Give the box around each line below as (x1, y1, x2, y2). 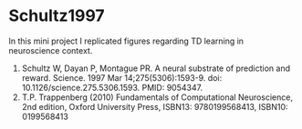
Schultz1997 (8, 5, 106, 26)
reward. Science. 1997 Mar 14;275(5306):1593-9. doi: (21, 72, 223, 83)
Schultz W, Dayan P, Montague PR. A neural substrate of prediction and (21, 63, 291, 74)
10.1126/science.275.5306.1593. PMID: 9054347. (21, 82, 203, 93)
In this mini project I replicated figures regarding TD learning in (8, 35, 244, 46)
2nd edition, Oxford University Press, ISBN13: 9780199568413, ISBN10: (21, 101, 288, 112)
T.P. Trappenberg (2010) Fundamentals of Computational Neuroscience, (21, 92, 294, 103)
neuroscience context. (8, 45, 93, 55)
